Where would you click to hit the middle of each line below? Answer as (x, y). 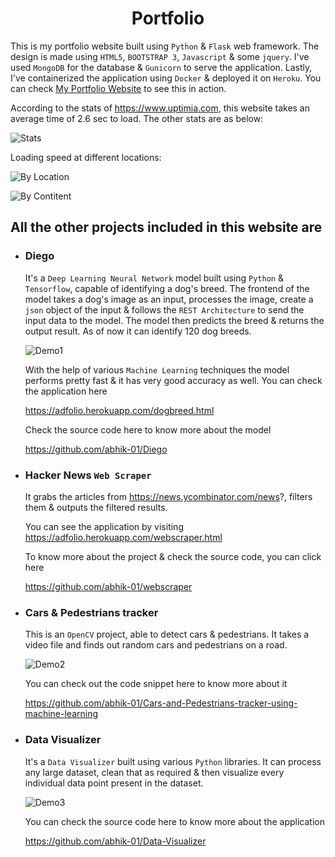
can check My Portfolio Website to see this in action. (118, 88)
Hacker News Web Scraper (88, 475)
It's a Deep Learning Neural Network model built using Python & (154, 278)
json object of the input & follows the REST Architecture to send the (164, 309)
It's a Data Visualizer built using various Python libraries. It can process (173, 761)
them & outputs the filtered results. (96, 507)
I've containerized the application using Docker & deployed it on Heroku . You (166, 78)
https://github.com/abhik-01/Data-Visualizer (115, 841)
